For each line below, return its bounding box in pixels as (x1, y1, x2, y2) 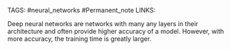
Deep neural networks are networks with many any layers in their (7, 20, 198, 27)
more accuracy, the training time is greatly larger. (7, 35, 152, 43)
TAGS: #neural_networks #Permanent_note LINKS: (7, 6, 156, 14)
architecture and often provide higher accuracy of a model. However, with (7, 27, 225, 35)
